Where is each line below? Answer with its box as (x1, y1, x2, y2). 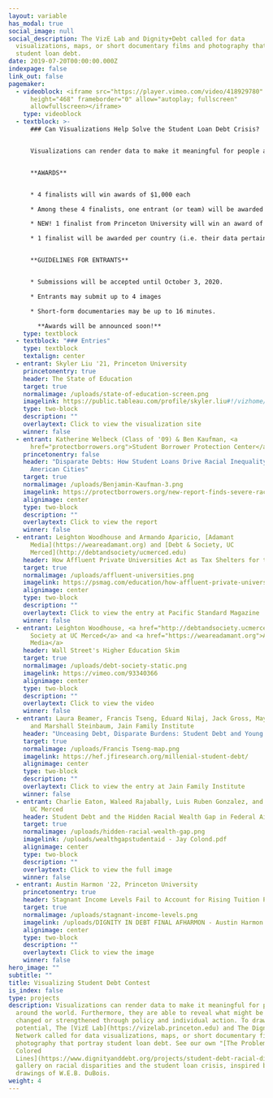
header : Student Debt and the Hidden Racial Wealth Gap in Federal (23, 813, 256, 821)
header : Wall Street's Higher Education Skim (23, 646, 180, 655)
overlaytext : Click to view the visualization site (23, 420, 201, 428)
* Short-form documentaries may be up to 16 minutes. (29, 307, 217, 315)
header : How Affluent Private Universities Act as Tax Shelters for (23, 555, 260, 564)
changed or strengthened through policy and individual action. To (15, 1017, 249, 1025)
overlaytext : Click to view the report (23, 518, 158, 526)
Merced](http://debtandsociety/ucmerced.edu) (29, 548, 187, 556)
